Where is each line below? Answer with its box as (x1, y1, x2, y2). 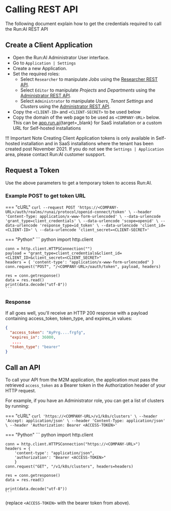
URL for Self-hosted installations (12, 125, 81, 131)
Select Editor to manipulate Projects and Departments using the (20, 87, 156, 93)
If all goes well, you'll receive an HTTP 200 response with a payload (5, 310, 148, 316)
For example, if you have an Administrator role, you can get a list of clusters (5, 397, 164, 404)
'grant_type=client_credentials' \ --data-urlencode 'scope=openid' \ (5, 218, 159, 224)
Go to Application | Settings (12, 60, 76, 66)
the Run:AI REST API (5, 26, 48, 32)
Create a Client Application (5, 41, 93, 50)
